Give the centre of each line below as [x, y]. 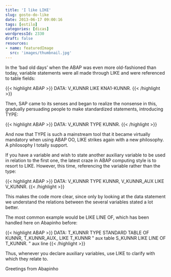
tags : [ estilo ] [21, 24]
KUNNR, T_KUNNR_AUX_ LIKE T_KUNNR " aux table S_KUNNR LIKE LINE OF [86, 238]
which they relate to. [27, 259]
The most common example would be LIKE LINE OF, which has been [77, 217]
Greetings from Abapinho [32, 268]
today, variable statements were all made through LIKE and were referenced [85, 73]
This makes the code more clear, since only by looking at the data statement [86, 196]
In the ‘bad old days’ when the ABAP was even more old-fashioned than [81, 67]
